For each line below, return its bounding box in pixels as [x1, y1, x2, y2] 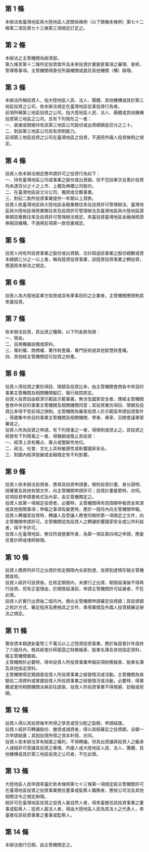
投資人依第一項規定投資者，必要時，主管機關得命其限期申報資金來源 [5, 500, 144, 506]
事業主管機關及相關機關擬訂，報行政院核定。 [5, 389, 97, 395]
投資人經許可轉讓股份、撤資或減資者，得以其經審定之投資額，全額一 [5, 726, 144, 732]
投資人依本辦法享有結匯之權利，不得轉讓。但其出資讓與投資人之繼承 [5, 739, 144, 745]
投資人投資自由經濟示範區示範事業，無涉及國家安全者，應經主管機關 [5, 396, 144, 402]
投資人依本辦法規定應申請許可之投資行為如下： [5, 170, 100, 177]
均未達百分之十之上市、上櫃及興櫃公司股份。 [5, 183, 97, 189]
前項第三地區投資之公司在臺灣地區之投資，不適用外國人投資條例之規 [5, 134, 144, 140]
